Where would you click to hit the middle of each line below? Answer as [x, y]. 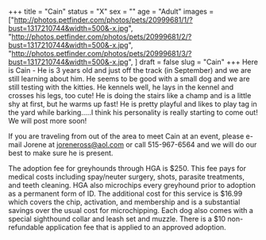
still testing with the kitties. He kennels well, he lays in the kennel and [121, 87]
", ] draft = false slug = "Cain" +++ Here [193, 62]
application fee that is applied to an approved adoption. [136, 227]
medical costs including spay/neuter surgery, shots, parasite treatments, [126, 177]
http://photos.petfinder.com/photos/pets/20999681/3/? [102, 53]
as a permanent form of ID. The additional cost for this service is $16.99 [125, 194]
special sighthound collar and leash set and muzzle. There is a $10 [117, 219]
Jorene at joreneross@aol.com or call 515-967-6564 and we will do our [140, 145]
